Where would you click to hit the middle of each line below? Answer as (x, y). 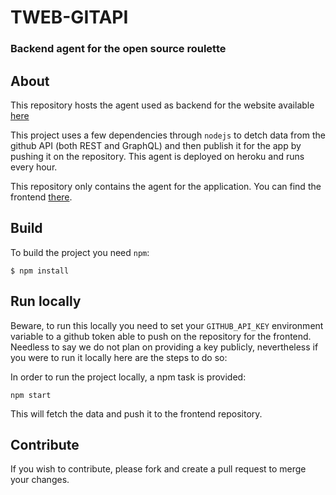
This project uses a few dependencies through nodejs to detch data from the (168, 135)
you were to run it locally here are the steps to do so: (119, 357)
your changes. (40, 480)
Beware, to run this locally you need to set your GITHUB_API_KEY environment (167, 325)
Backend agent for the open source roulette (118, 49)
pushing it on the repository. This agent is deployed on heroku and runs (157, 156)
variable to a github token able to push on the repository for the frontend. (161, 336)
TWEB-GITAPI (69, 17)
